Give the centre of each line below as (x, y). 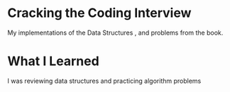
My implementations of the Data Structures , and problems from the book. (115, 33)
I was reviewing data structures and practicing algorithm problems (104, 81)
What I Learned (53, 61)
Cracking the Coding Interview (99, 13)
